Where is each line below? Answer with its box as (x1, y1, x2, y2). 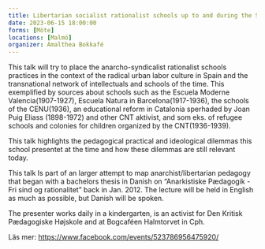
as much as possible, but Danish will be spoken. (8, 194, 164, 203)
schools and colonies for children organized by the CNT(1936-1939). (8, 121, 231, 131)
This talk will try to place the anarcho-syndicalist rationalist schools (8, 62, 227, 72)
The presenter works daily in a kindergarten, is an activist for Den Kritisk (8, 209, 243, 218)
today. (8, 153, 29, 162)
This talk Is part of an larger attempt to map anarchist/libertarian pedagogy (8, 169, 251, 178)
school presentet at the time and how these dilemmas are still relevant (8, 145, 236, 154)
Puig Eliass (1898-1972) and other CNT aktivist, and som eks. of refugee (8, 113, 243, 122)
